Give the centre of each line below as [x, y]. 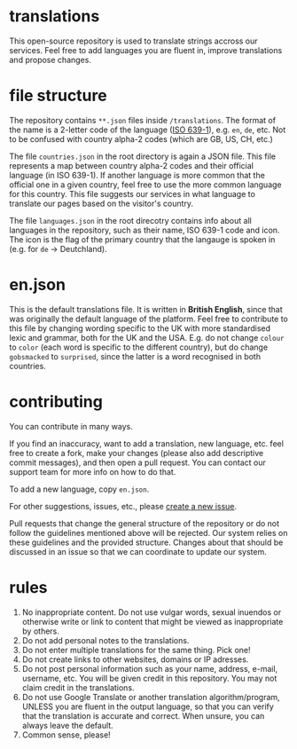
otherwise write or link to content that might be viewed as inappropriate [152, 621]
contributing [56, 402]
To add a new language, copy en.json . [79, 489]
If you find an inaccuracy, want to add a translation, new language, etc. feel [146, 443]
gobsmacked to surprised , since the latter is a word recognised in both [135, 356]
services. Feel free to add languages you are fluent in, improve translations [146, 50]
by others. [41, 631]
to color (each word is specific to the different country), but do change [139, 347]
